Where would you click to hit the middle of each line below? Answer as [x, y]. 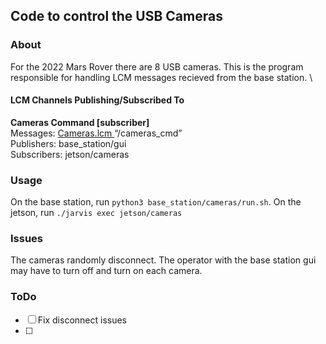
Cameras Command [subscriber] [80, 122]
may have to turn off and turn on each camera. [106, 271]
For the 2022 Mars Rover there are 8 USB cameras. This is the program [157, 66]
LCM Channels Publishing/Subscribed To [97, 100]
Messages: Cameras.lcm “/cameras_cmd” [96, 133]
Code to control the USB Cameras [116, 16]
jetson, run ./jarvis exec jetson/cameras [96, 213]
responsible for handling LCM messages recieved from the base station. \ [161, 77]
